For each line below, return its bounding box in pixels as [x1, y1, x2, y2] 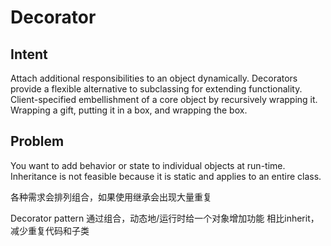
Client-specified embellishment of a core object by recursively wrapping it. [10, 94, 318, 105]
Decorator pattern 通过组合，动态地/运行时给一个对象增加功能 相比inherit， [10, 212, 320, 224]
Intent [10, 46, 48, 63]
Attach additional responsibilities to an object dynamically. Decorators [10, 72, 298, 84]
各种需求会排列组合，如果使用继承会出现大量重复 [10, 191, 212, 203]
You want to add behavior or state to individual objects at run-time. [10, 159, 286, 171]
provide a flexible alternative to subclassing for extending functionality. [10, 83, 303, 95]
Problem [10, 133, 65, 150]
